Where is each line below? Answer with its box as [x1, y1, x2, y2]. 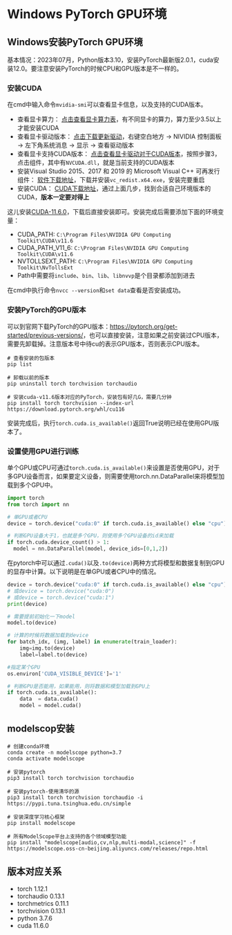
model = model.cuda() [19, 702, 81, 709]
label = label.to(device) [19, 651, 88, 658]
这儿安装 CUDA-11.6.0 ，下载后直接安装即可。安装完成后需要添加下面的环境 [7, 208, 218, 216]
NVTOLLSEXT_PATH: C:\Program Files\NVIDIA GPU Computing [17, 257, 193, 265]
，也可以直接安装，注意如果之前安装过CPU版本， [82, 330, 223, 339]
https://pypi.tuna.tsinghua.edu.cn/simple [7, 800, 131, 807]
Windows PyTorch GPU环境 [7, 6, 167, 22]
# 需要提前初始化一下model [7, 613, 76, 620]
